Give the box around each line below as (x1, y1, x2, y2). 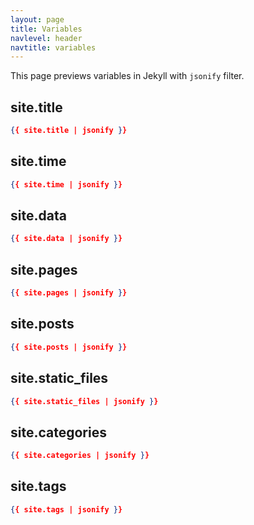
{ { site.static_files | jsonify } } (10, 396, 159, 406)
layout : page (10, 14, 65, 25)
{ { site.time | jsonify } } (10, 179, 123, 190)
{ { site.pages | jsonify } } (10, 288, 128, 298)
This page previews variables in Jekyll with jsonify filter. (10, 70, 245, 82)
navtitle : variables (10, 42, 97, 53)
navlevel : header (10, 33, 83, 43)
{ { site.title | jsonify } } (10, 126, 128, 136)
